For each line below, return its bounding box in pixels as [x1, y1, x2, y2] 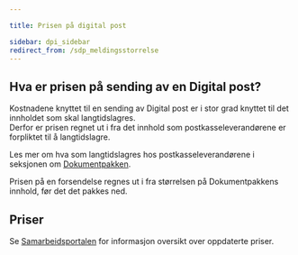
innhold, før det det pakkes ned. [9, 186, 128, 196]
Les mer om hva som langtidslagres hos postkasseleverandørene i [9, 150, 255, 160]
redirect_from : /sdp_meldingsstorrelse [9, 46, 159, 55]
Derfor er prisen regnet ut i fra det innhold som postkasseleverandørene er [9, 123, 286, 133]
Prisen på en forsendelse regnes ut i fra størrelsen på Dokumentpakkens [9, 177, 279, 187]
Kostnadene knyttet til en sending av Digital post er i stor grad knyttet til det [9, 103, 290, 114]
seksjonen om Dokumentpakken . [9, 159, 131, 169]
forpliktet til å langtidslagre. [9, 132, 111, 142]
